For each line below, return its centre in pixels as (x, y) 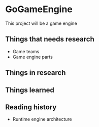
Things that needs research (50, 39)
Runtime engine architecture (42, 119)
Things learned (30, 90)
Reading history (31, 107)
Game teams (26, 51)
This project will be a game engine (41, 23)
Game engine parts (33, 57)
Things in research (36, 73)
